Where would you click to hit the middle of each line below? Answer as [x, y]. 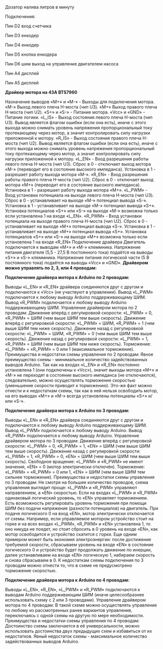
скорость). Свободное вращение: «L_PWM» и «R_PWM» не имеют [74, 462]
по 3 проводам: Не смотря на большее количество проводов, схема [77, 482]
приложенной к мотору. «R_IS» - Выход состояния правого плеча [73, 138]
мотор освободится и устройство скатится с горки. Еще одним [71, 534]
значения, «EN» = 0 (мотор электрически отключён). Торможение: [75, 467]
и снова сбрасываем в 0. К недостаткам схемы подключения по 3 [74, 560]
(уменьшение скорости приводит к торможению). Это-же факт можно [79, 385]
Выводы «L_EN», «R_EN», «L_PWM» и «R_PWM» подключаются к [72, 589]
